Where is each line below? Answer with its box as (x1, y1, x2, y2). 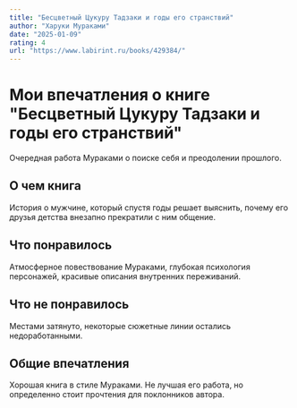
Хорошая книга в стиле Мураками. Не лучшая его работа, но (9, 379, 244, 390)
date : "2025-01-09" (9, 30, 82, 38)
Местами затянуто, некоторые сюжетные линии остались (9, 320, 231, 331)
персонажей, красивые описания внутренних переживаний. (9, 270, 242, 282)
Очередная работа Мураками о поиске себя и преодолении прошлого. (9, 153, 282, 164)
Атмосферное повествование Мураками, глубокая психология (9, 261, 250, 272)
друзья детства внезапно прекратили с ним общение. (9, 211, 216, 222)
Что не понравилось (9, 297, 130, 312)
